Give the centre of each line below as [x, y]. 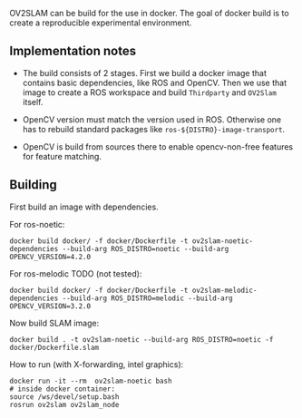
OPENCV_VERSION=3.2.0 [50, 306]
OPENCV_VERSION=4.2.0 [50, 257]
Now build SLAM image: [54, 323]
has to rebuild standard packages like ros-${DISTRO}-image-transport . [154, 129]
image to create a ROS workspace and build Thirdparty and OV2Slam [149, 92]
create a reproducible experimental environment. [101, 23]
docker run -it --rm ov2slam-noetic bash [91, 381]
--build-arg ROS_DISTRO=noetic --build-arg [146, 248]
